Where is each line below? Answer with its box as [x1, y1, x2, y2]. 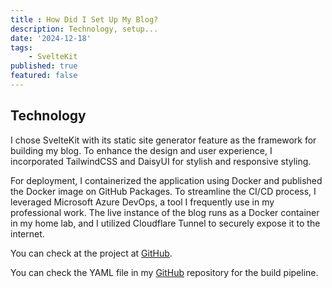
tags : [10, 42, 33, 53]
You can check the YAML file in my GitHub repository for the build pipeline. [10, 266, 319, 278]
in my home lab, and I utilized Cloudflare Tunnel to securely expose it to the [10, 217, 321, 229]
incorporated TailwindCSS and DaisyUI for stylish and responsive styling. [10, 155, 312, 167]
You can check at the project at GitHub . [10, 247, 173, 259]
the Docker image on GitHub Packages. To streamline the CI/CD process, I [10, 185, 317, 197]
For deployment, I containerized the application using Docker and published [10, 174, 323, 186]
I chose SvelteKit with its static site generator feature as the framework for [10, 134, 317, 146]
